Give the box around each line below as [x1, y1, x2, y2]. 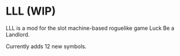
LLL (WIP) [6, 4, 56, 18]
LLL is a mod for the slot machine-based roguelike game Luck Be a [6, 24, 175, 32]
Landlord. [6, 30, 30, 38]
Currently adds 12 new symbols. [6, 43, 87, 50]
